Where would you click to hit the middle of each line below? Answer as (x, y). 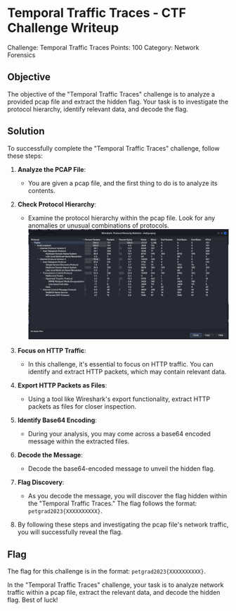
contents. (42, 190)
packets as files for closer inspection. (82, 407)
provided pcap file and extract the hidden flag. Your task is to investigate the (118, 101)
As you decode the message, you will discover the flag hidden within (127, 496)
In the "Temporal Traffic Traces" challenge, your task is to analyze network (116, 585)
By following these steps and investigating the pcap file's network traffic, (123, 525)
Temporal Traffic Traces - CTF (97, 13)
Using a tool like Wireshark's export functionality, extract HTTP (119, 399)
